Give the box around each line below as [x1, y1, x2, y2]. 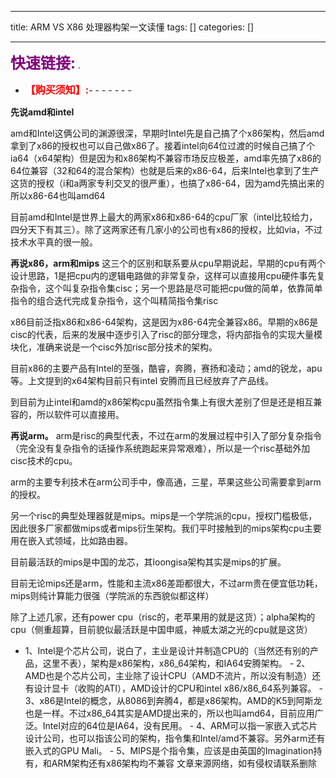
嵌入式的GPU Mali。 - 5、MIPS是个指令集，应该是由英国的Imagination [24, 745, 314, 756]
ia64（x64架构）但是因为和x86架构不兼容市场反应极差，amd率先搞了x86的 [10, 152, 322, 164]
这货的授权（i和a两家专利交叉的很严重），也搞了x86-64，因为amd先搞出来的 [10, 177, 325, 189]
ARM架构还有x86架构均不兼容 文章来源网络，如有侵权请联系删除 [51, 757, 318, 769]
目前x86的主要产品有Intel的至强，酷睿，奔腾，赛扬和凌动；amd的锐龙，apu [10, 362, 323, 374]
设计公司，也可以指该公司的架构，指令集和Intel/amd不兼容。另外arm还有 [24, 732, 326, 744]
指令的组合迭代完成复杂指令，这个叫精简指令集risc [10, 295, 219, 306]
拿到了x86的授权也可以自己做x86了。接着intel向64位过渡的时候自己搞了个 [10, 140, 316, 151]
